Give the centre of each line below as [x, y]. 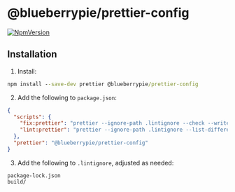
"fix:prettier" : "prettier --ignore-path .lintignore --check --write [125, 123]
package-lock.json [34, 176]
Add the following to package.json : [67, 97]
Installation [32, 54]
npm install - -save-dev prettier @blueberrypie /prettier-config [103, 84]
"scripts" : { [33, 117]
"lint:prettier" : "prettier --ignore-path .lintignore [101, 130]
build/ [17, 181]
